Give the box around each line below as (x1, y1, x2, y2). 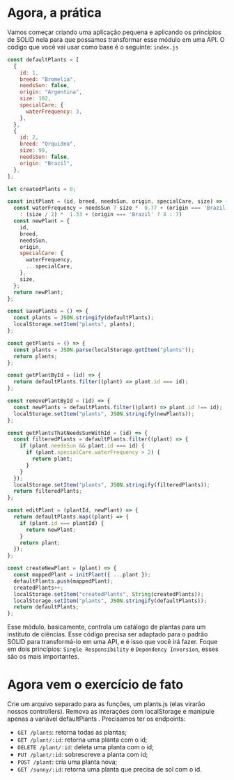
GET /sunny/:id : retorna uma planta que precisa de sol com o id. (17, 765, 202, 774)
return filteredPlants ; (13, 488, 82, 495)
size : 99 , (19, 147, 49, 154)
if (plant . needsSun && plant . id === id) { (19, 443, 145, 450)
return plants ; (13, 353, 58, 360)
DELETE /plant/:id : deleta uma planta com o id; (17, 743, 155, 751)
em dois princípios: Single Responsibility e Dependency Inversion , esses (7, 645, 219, 653)
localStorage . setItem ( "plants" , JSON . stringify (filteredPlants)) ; (13, 481, 210, 489)
